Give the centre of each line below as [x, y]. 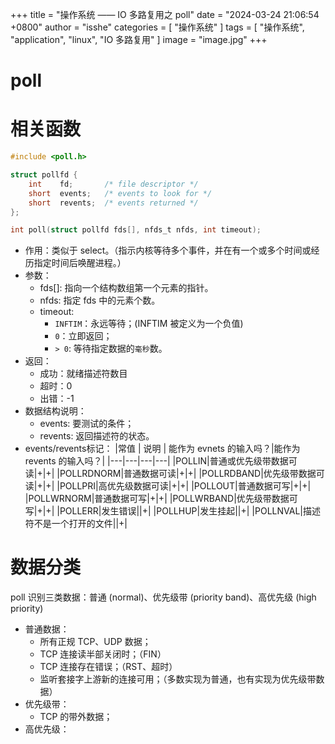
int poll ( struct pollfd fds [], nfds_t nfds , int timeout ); [136, 230]
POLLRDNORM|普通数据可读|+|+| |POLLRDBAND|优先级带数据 [188, 474]
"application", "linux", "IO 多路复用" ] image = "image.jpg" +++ [139, 39]
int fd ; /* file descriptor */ [113, 184]
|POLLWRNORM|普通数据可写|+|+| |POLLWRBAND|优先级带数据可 [161, 499]
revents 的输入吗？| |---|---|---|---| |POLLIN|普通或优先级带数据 [156, 461]
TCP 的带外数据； [76, 717]
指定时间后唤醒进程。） [80, 263]
